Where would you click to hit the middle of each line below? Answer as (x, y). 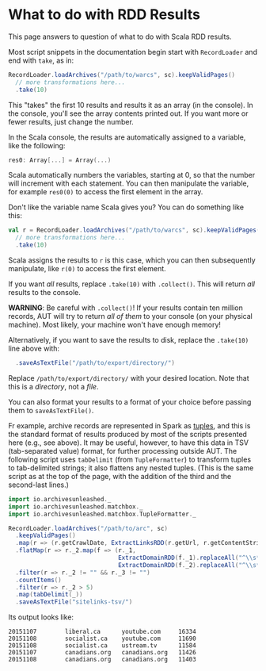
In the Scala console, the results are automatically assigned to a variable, (127, 137)
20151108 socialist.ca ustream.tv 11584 (102, 646)
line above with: (34, 349)
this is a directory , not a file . (53, 386)
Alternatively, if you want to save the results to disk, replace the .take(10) (129, 340)
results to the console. (45, 293)
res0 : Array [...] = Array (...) (60, 160)
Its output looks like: (41, 617)
